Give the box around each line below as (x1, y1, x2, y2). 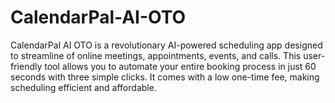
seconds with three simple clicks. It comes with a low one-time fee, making (10, 71, 320, 83)
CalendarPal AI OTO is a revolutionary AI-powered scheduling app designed (10, 39, 323, 51)
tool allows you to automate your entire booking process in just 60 (44, 60, 317, 72)
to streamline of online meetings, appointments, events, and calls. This (10, 49, 302, 61)
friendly (10, 60, 43, 72)
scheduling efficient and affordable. (10, 81, 157, 93)
